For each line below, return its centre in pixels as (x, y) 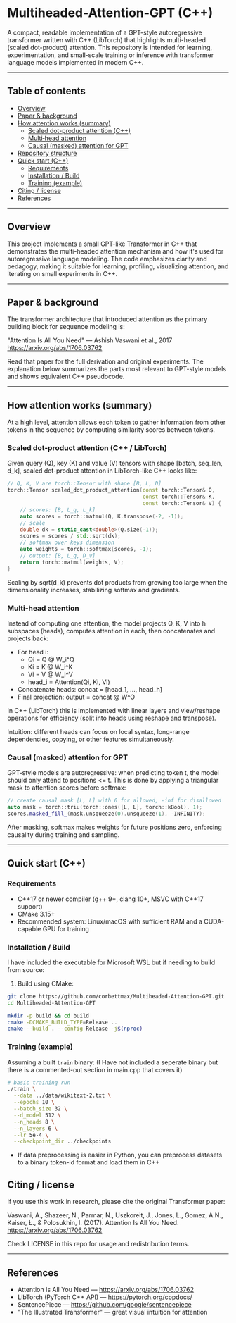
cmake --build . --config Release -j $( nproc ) (75, 1029)
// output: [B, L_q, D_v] (58, 556)
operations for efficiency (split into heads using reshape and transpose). (112, 718)
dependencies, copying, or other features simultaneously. (91, 739)
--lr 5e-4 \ (31, 1135)
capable (29, 928)
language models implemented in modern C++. (76, 62)
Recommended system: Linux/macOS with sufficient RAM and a (110, 921)
